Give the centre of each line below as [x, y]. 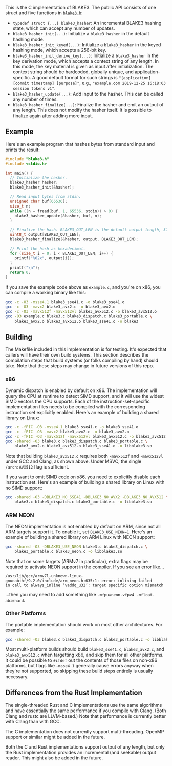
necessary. [17, 676]
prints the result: [23, 150]
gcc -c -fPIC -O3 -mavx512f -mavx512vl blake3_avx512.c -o [70, 437]
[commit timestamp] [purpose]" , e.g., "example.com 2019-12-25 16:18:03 [89, 83]
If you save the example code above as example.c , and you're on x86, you [83, 287]
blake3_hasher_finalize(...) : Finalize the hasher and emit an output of [88, 105]
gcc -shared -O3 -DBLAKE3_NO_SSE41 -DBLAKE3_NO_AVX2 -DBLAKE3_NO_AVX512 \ [87, 497]
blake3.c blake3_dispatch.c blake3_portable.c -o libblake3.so [83, 502]
